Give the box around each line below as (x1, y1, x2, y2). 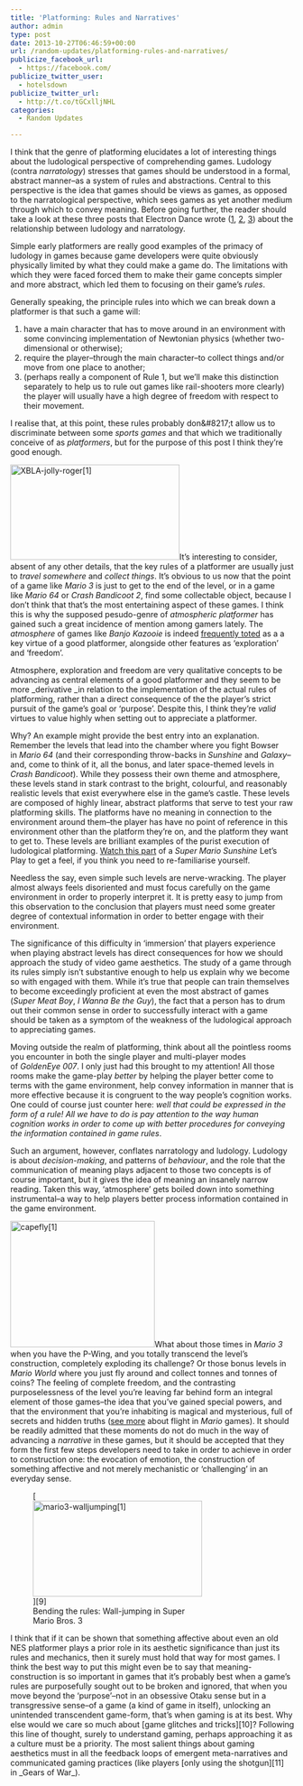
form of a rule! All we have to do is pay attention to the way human (10, 1109, 260, 1120)
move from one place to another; (23, 362, 146, 373)
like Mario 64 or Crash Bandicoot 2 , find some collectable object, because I (10, 590, 291, 601)
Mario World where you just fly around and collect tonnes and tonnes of (10, 1368, 278, 1379)
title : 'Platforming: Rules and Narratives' (10, 13, 180, 23)
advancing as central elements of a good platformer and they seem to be (10, 674, 281, 686)
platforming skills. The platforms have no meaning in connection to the (10, 807, 272, 818)
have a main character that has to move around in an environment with (23, 324, 286, 335)
